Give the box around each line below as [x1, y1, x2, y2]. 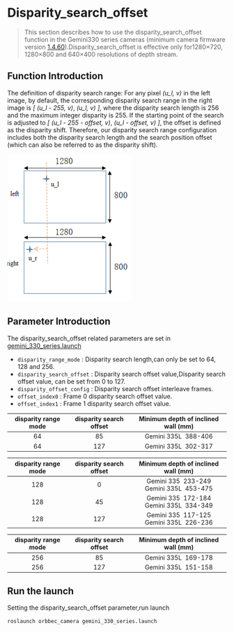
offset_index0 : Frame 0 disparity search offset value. [17, 392, 173, 400]
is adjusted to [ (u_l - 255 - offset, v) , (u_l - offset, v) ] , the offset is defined [7, 118, 221, 127]
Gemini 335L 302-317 [145, 442, 213, 450]
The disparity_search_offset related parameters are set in [7, 334, 171, 342]
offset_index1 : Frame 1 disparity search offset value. [17, 399, 171, 408]
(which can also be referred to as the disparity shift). [7, 141, 158, 149]
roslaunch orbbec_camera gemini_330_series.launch [7, 618, 157, 625]
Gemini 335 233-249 [146, 477, 211, 485]
